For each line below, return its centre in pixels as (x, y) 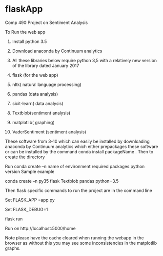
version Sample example (30, 171)
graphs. (13, 248)
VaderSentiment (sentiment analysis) (49, 132)
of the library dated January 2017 (46, 65)
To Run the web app (25, 32)
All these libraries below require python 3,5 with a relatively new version (84, 60)
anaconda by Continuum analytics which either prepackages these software (82, 146)
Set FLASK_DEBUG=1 (27, 209)
